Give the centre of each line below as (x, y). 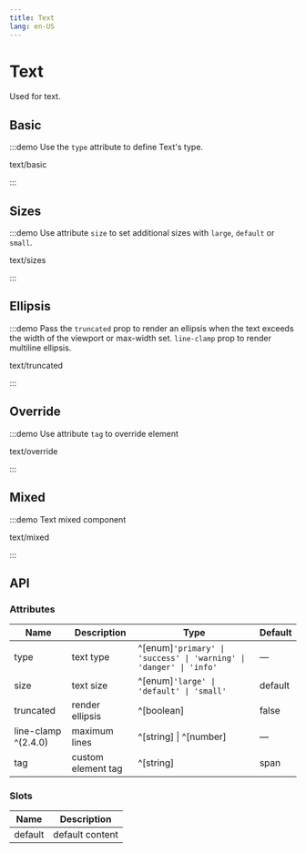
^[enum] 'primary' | (182, 648)
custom (88, 757)
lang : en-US (32, 26)
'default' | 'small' (183, 691)
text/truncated (36, 365)
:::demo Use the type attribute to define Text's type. (106, 147)
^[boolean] (161, 711)
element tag (97, 768)
